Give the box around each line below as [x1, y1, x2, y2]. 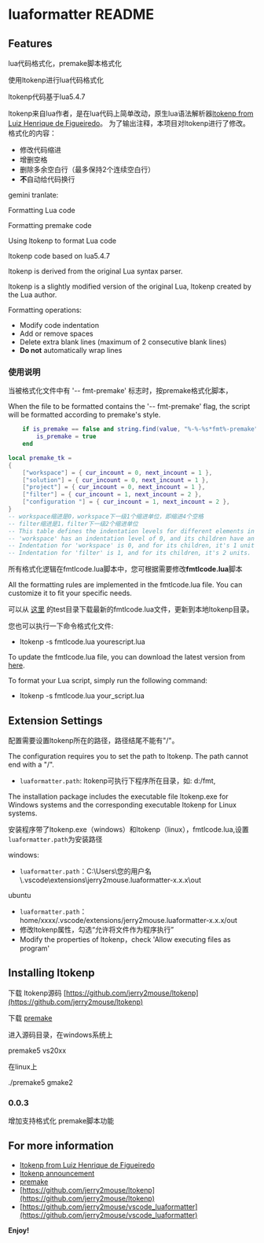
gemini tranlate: [8, 190, 59, 200]
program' [19, 943, 49, 953]
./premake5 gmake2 [8, 1077, 73, 1087]
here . [8, 660, 25, 670]
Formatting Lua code [8, 206, 76, 215]
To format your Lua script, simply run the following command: [8, 676, 208, 686]
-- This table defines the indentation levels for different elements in [8, 527, 255, 535]
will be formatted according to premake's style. [8, 410, 161, 420]
